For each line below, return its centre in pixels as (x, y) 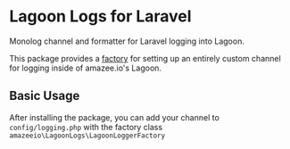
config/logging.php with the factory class (86, 127)
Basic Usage (45, 96)
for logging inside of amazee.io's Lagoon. (86, 68)
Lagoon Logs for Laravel (100, 17)
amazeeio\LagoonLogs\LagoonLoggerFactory (87, 136)
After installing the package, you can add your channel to (115, 117)
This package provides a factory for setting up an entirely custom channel (145, 58)
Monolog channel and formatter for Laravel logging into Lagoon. (127, 41)
